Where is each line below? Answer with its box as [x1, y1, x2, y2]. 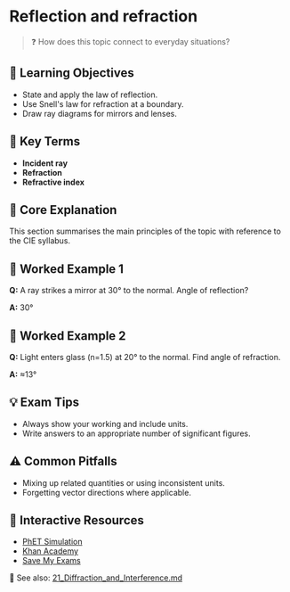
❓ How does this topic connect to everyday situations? [30, 36, 230, 46]
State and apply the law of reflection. [21, 89, 158, 100]
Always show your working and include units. [21, 418, 189, 429]
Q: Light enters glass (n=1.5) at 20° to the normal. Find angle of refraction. [9, 352, 281, 362]
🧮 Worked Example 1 [9, 261, 125, 276]
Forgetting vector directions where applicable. [21, 487, 191, 497]
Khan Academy [21, 546, 78, 556]
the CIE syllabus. [9, 235, 71, 246]
